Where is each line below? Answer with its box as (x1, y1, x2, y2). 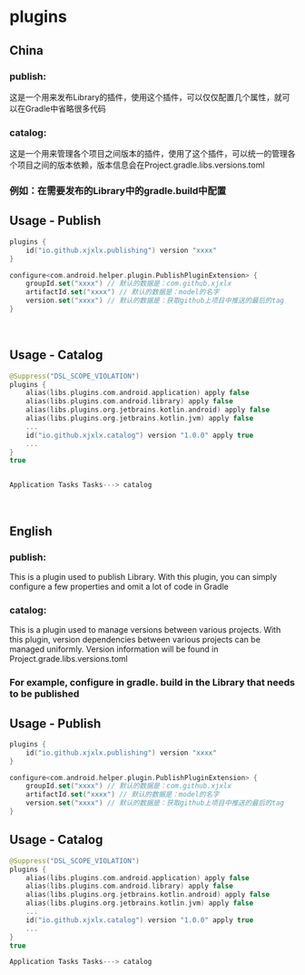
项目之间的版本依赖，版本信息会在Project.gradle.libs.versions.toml (16, 159, 265, 170)
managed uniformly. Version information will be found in (9, 644, 219, 655)
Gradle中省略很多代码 (25, 103, 106, 114)
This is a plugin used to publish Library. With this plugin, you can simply (9, 571, 277, 582)
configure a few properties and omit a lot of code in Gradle (9, 581, 229, 592)
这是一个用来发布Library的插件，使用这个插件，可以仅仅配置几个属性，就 (9, 91, 283, 102)
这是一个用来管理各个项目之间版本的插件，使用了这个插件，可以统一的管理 (9, 148, 288, 159)
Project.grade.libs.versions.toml (9, 654, 129, 665)
